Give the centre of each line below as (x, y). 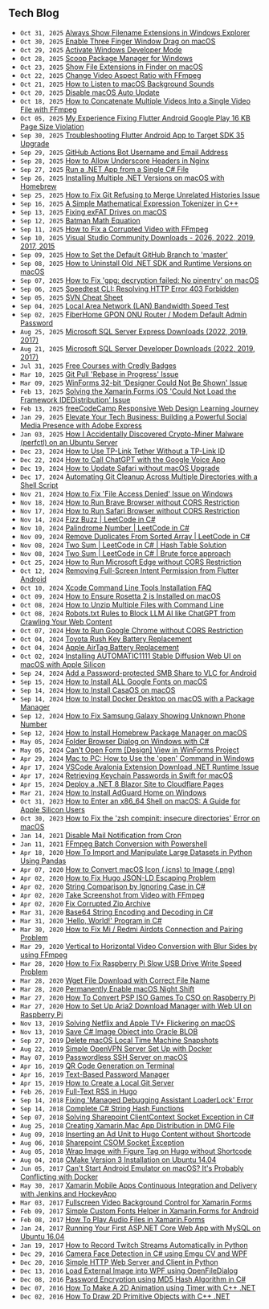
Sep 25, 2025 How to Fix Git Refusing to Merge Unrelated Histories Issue (140, 194)
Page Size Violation (52, 126)
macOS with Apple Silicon (63, 664)
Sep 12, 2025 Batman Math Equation (80, 220)
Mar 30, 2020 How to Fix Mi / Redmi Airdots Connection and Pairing (131, 929)
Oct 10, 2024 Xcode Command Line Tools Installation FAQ (116, 587)
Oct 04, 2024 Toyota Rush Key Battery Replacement (106, 639)
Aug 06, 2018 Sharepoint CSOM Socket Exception (102, 1142)
